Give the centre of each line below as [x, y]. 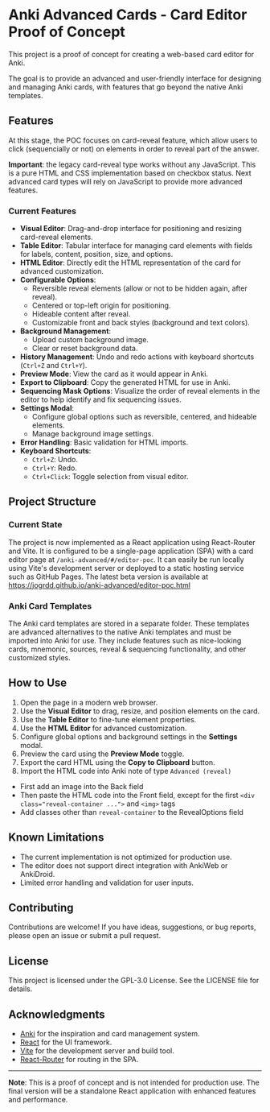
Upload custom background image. [90, 340]
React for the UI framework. [66, 1042]
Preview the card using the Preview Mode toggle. [102, 754]
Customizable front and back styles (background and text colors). [141, 323]
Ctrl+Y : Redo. [55, 468]
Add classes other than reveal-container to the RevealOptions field [131, 812]
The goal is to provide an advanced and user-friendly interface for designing [135, 78]
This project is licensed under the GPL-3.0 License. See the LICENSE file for [134, 981]
